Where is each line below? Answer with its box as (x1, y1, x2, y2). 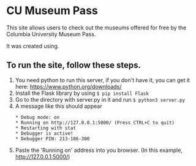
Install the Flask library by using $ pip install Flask (15, 89, 149, 97)
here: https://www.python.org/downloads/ (15, 83, 122, 90)
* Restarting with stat (15, 125, 77, 131)
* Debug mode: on (15, 114, 60, 120)
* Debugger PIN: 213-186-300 (15, 135, 90, 141)
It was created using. (6, 42, 59, 50)
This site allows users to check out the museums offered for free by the (6, 24, 187, 31)
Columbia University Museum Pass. (6, 30, 96, 37)
